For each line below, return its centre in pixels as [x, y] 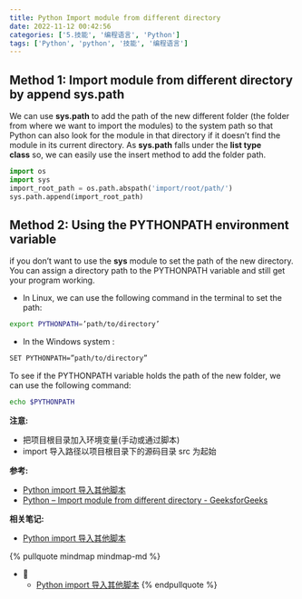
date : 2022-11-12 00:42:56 [60, 26]
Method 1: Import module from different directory [151, 80]
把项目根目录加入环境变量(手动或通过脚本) [101, 440]
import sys [30, 180]
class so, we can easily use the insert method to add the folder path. [138, 155]
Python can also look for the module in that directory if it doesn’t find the [145, 135]
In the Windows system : [68, 342]
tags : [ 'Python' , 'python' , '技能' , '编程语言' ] [99, 43]
